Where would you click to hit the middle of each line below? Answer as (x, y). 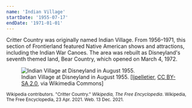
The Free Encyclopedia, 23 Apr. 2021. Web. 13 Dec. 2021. (65, 100)
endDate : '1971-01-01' (34, 23)
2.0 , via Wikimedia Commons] (67, 83)
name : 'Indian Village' (36, 12)
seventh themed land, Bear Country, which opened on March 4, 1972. (92, 59)
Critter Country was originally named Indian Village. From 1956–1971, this (96, 40)
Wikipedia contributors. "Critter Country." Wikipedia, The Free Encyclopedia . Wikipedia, (96, 94)
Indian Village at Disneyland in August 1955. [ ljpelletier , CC (93, 77)
